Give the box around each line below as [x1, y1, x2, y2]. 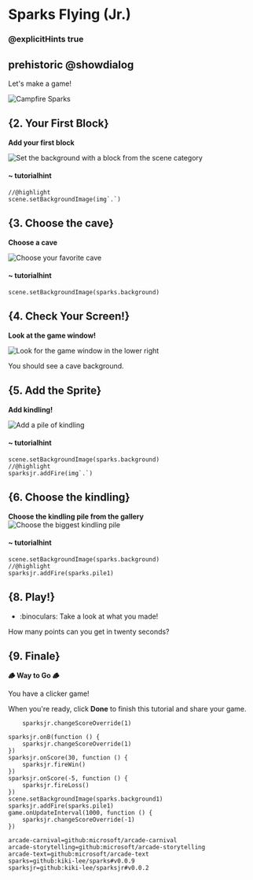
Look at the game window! [8, 331, 97, 340]
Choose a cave [8, 238, 57, 247]
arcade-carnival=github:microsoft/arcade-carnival [8, 837, 178, 845]
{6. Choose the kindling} [8, 490, 130, 505]
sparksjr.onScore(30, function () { [8, 754, 128, 762]
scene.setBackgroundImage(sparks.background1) [8, 795, 163, 804]
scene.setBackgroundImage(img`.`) [8, 195, 122, 203]
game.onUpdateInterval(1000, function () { [8, 809, 153, 817]
